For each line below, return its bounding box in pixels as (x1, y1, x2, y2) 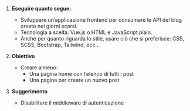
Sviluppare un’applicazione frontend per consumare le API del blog (20, 16, 182, 23)
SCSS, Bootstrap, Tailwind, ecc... (20, 41, 100, 48)
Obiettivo (11, 53, 35, 59)
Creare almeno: (20, 64, 58, 71)
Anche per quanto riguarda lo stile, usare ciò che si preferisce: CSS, (20, 35, 185, 42)
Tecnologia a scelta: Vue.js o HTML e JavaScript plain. (20, 29, 152, 36)
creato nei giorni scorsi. (20, 23, 78, 29)
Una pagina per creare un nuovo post (29, 76, 120, 83)
